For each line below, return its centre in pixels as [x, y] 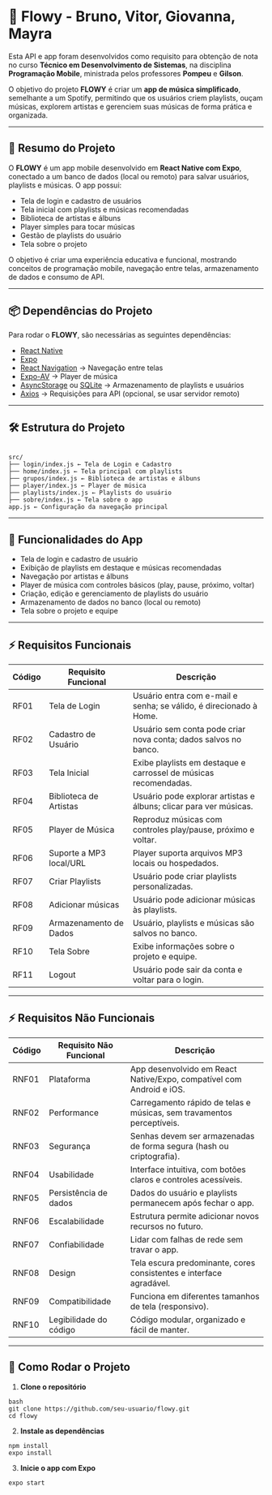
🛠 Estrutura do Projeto [67, 427]
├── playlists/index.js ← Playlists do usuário [90, 493]
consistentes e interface [176, 1273]
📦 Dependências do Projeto [81, 311]
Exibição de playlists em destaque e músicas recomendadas [121, 568]
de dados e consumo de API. [57, 277]
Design [62, 1273]
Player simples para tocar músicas [77, 226]
